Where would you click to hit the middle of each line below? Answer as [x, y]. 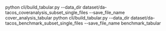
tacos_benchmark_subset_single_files [44, 23]
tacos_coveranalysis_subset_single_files [47, 12]
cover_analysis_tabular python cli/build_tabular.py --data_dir [67, 18]
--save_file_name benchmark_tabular [123, 23]
